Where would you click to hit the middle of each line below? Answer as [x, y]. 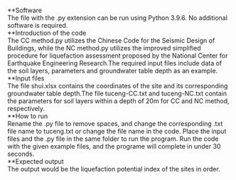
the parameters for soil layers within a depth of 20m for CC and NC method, [118, 101]
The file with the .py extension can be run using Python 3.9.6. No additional [117, 18]
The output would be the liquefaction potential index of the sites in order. [114, 169]
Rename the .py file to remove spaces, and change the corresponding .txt [115, 123]
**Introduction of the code [47, 33]
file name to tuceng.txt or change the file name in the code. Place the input [117, 131]
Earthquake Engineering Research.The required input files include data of [115, 63]
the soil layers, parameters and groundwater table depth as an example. [113, 71]
